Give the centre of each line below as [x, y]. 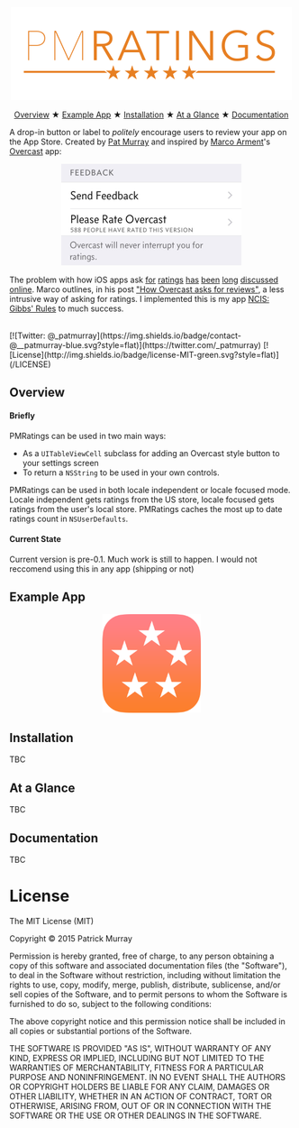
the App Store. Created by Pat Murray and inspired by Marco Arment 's [140, 142]
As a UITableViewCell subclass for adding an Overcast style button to [151, 453]
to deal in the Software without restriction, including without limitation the [145, 975]
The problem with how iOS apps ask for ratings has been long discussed [144, 280]
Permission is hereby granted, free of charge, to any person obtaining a [142, 956]
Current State [35, 539]
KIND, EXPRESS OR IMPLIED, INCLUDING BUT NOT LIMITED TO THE [137, 1058]
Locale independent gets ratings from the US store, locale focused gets [142, 500]
